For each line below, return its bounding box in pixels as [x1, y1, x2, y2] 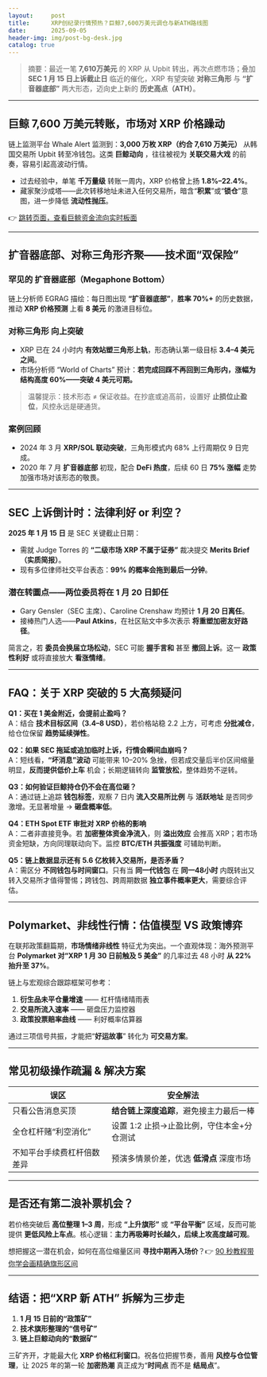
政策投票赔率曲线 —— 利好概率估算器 [19, 1014, 143, 1023]
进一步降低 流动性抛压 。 [33, 195, 113, 205]
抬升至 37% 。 [8, 961, 54, 970]
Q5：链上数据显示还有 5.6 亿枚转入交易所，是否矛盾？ [8, 856, 185, 865]
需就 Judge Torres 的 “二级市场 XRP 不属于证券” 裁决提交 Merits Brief [19, 545, 250, 555]
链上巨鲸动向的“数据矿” [19, 1334, 98, 1344]
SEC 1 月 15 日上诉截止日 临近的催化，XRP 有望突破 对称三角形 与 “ [27, 74, 246, 83]
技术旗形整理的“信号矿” [19, 1324, 98, 1333]
